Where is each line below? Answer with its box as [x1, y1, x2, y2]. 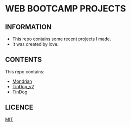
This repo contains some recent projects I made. [12, 36, 111, 42]
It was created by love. [12, 41, 59, 47]
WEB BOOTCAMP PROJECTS [5, 3, 126, 14]
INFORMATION [5, 23, 52, 31]
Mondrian [12, 78, 32, 84]
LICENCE [5, 103, 34, 112]
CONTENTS [5, 56, 42, 64]
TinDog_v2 [12, 83, 35, 89]
